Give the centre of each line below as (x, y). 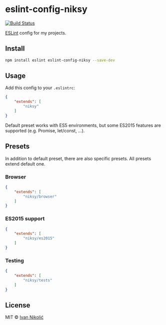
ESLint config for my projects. (36, 33)
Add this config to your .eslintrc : (40, 88)
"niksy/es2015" (39, 238)
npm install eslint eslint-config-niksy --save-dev (60, 60)
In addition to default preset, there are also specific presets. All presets (78, 158)
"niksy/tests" (38, 280)
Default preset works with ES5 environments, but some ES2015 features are (83, 125)
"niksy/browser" (40, 197)
